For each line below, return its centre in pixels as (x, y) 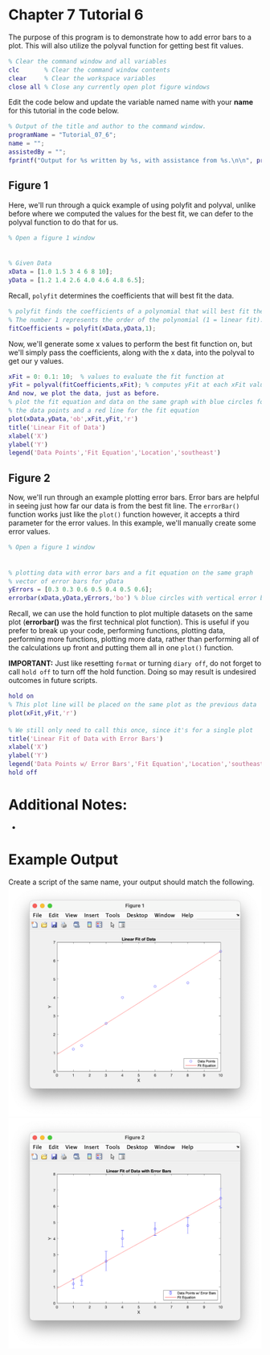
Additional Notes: (68, 805)
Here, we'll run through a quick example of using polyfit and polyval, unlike (132, 205)
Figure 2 (29, 478)
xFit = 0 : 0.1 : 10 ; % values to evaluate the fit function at (117, 377)
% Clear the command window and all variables (88, 61)
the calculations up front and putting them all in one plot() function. (121, 648)
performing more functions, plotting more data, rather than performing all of (134, 639)
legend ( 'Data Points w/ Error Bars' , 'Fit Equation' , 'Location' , (118, 764)
